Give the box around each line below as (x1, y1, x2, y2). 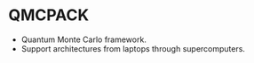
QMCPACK (8, 5, 90, 25)
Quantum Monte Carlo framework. (20, 34, 147, 45)
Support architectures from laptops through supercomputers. (20, 43, 246, 53)
